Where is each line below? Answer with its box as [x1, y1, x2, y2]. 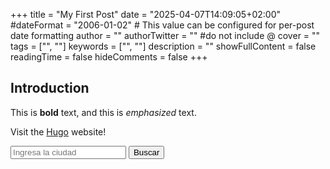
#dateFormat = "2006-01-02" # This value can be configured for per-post [10, 19, 315, 31]
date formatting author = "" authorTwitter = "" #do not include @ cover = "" [10, 30, 321, 41]
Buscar [133, 147, 160, 158]
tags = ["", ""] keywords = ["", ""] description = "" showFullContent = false [10, 40, 317, 52]
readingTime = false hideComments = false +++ [10, 51, 208, 63]
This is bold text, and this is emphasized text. [10, 106, 197, 118]
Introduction [10, 80, 90, 97]
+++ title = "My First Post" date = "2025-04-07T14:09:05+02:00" [10, 9, 282, 20]
